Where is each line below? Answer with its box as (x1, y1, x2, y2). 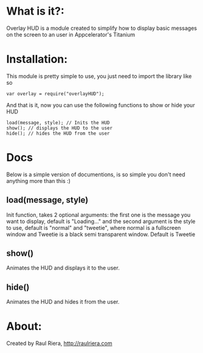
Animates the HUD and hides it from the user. (6, 298, 120, 305)
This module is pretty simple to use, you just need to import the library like (6, 72, 192, 80)
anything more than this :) (6, 177, 71, 184)
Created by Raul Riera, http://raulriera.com (6, 340, 112, 347)
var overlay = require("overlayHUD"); (6, 90, 105, 97)
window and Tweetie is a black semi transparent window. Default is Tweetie (6, 230, 196, 238)
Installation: (6, 52, 68, 66)
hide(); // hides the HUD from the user (6, 130, 111, 137)
